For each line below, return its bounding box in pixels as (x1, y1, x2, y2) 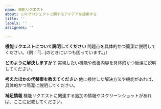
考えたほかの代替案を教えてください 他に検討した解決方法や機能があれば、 (5, 76, 156, 82)
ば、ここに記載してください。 (5, 99, 65, 105)
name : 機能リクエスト (5, 7, 44, 12)
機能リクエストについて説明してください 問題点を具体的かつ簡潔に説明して (5, 43, 156, 49)
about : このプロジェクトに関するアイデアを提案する (5, 12, 97, 17)
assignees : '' (5, 25, 34, 30)
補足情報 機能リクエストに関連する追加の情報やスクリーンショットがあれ (5, 93, 152, 99)
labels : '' (5, 20, 27, 26)
